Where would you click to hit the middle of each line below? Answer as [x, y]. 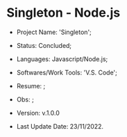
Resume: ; [31, 86]
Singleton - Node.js [63, 13]
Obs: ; [25, 99]
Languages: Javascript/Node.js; [62, 59]
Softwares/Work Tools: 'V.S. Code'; [67, 72]
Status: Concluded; [44, 45]
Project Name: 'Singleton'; [54, 32]
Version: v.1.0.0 [38, 113]
